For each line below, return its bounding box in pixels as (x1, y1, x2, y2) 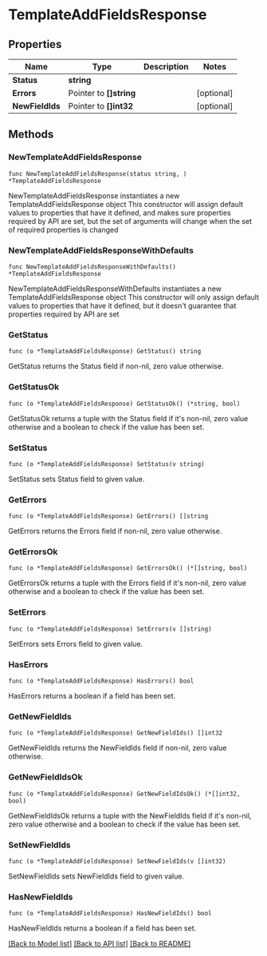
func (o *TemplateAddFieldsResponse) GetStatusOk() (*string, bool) (8, 400, 241, 408)
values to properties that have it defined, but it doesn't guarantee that (8, 301, 237, 310)
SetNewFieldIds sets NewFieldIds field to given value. (8, 871, 185, 881)
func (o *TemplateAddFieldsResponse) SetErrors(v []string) (8, 625, 213, 633)
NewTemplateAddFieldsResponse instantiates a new (8, 190, 180, 201)
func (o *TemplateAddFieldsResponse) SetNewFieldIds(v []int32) (8, 857, 226, 865)
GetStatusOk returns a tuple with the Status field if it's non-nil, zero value (8, 413, 249, 423)
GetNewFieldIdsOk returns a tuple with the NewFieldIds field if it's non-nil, (8, 811, 252, 820)
